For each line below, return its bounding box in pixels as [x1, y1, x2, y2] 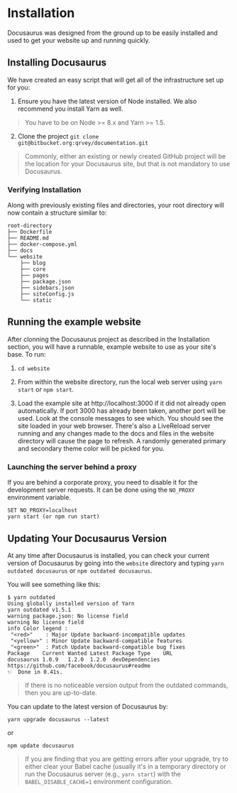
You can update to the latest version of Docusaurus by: [7, 702, 168, 711]
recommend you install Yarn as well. [17, 104, 123, 113]
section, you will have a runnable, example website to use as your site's [7, 342, 216, 351]
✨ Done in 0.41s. [7, 668, 63, 676]
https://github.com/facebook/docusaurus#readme [7, 662, 151, 669]
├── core [20, 266, 46, 273]
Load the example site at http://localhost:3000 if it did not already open [17, 399, 226, 407]
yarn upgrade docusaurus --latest [7, 716, 110, 723]
